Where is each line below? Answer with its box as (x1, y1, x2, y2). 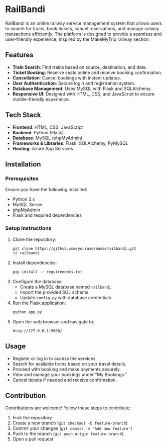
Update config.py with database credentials (20, 295, 111, 301)
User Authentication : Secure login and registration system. (12, 80, 135, 86)
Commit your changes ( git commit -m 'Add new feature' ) (12, 425, 132, 431)
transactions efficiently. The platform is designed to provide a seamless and (5, 31, 162, 37)
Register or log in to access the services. (12, 355, 97, 362)
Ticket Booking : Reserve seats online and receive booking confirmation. (12, 69, 162, 75)
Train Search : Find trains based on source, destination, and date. (12, 64, 147, 70)
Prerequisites (5, 175, 39, 182)
